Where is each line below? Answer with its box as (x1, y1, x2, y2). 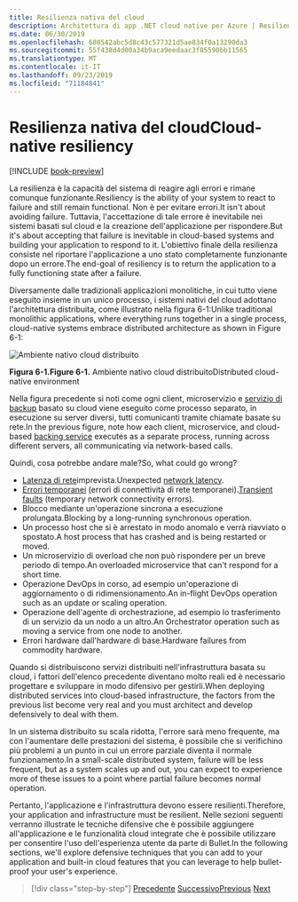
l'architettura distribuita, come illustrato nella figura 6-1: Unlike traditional (9, 304, 273, 314)
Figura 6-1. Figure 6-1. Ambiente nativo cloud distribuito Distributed (9, 366, 254, 377)
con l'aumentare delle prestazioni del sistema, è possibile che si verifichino (9, 735, 284, 746)
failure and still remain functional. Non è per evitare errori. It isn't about (9, 202, 266, 212)
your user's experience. (30, 866, 118, 876)
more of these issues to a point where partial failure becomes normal (9, 773, 262, 784)
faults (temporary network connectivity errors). (21, 494, 195, 504)
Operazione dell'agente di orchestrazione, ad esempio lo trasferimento (21, 606, 281, 617)
